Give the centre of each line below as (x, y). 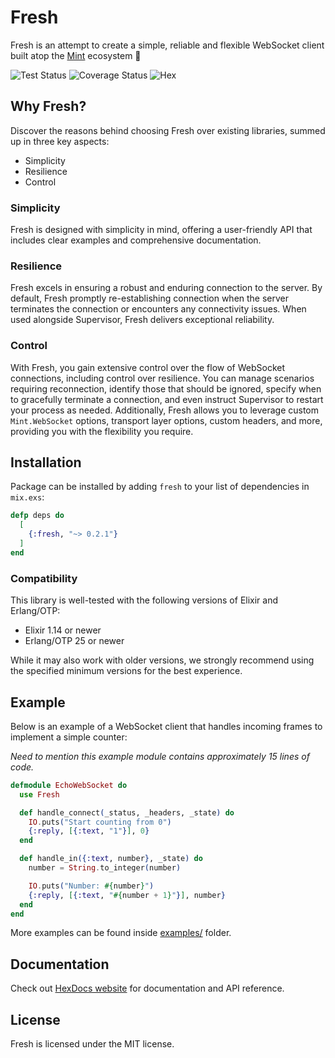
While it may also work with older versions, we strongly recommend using (162, 660)
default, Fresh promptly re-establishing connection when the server (150, 298)
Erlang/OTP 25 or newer (74, 641)
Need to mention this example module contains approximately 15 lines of (160, 756)
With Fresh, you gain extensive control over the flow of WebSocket (148, 367)
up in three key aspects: (60, 141)
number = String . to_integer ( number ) (105, 868)
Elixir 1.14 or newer (63, 630)
